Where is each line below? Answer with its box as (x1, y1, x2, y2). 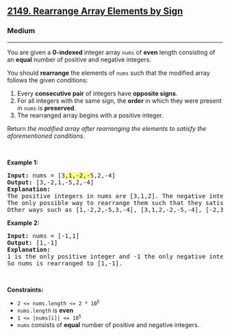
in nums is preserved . (16, 104, 77, 112)
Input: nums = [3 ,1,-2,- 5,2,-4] (7, 171, 116, 179)
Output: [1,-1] (7, 239, 58, 246)
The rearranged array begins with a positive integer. (16, 111, 164, 119)
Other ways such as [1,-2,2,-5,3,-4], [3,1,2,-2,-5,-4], (7, 206, 203, 213)
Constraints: (7, 285, 44, 293)
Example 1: (7, 158, 39, 167)
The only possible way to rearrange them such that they (7, 199, 203, 206)
